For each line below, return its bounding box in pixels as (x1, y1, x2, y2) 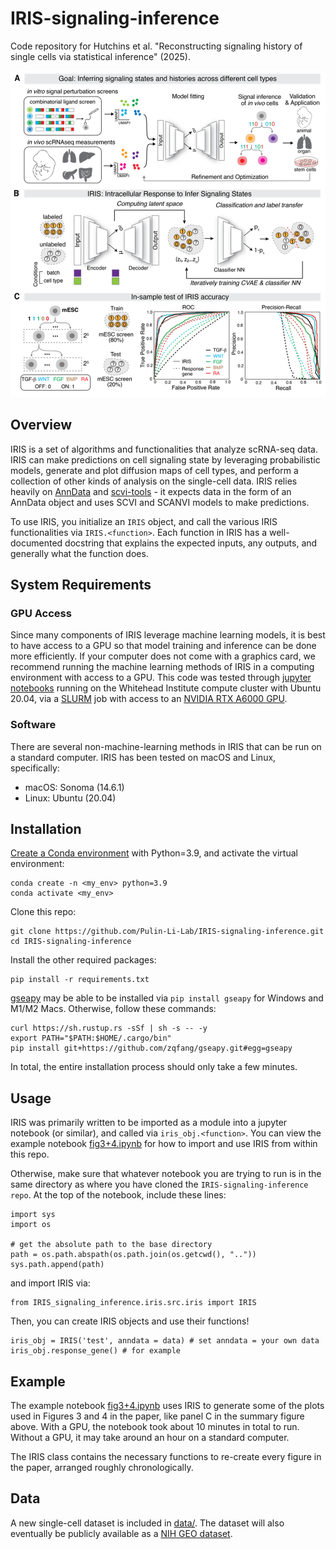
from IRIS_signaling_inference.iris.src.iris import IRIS (10, 1298, 257, 1308)
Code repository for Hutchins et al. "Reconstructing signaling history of (10, 40, 303, 52)
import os (10, 1220, 52, 1230)
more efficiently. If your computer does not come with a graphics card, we (10, 650, 316, 662)
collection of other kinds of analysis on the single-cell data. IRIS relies (10, 475, 298, 487)
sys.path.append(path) (10, 1260, 105, 1270)
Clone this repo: (10, 906, 77, 918)
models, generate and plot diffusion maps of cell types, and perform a (10, 464, 299, 476)
